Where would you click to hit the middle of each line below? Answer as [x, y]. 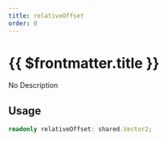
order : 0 [23, 23]
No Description [33, 85]
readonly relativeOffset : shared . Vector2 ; [80, 130]
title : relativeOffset [46, 16]
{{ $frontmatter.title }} [84, 63]
